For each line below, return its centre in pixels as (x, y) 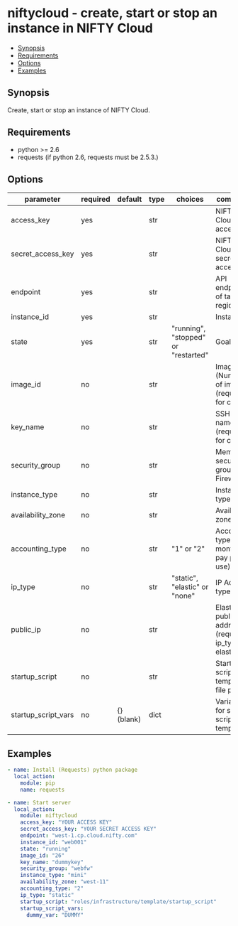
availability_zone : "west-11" (65, 882)
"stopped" (188, 338)
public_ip (26, 630)
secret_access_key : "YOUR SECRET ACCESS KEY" (89, 829)
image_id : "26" (42, 855)
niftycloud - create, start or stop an (113, 13)
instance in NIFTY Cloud (80, 28)
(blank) (129, 719)
